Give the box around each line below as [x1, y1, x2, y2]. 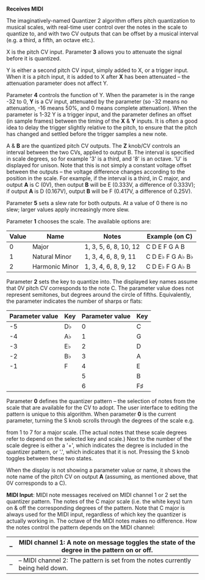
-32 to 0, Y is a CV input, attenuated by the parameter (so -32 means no [6, 98, 188, 105]
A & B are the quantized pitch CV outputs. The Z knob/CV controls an [6, 142, 181, 149]
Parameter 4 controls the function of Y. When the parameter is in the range [6, 92, 195, 98]
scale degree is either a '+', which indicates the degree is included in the [6, 442, 189, 449]
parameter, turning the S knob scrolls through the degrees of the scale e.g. [6, 417, 195, 424]
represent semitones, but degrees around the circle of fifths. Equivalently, [6, 291, 192, 298]
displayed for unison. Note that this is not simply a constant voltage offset [6, 162, 192, 169]
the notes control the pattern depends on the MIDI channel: [6, 524, 156, 531]
